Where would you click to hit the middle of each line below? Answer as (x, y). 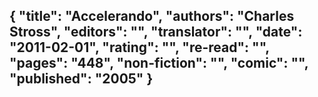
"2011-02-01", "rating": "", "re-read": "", (139, 47)
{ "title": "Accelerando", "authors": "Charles (152, 16)
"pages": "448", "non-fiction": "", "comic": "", (159, 63)
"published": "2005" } (81, 79)
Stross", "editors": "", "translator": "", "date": (156, 32)
